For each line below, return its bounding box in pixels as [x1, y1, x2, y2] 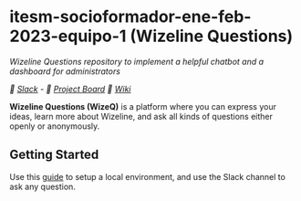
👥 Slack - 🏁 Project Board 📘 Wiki [9, 83, 131, 94]
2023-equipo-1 [9, 26, 127, 47]
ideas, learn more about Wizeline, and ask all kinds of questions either [9, 111, 274, 122]
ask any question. [9, 181, 76, 192]
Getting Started [9, 147, 99, 163]
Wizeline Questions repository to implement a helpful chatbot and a [9, 56, 265, 67]
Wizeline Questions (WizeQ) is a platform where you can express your [9, 100, 276, 111]
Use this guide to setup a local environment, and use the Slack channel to [9, 171, 285, 182]
